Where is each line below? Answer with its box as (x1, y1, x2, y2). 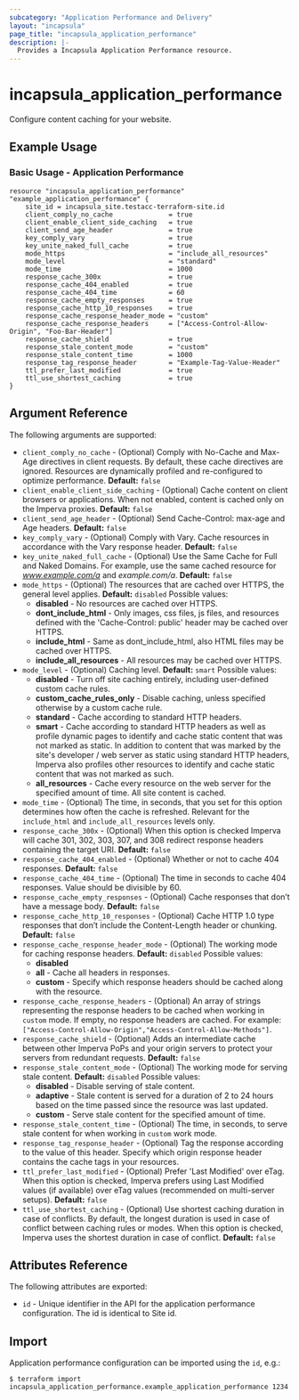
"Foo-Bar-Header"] (44, 327, 114, 336)
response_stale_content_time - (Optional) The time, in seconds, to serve (21, 1119, 287, 1129)
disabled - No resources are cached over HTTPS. (35, 598, 218, 608)
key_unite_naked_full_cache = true (25, 241, 193, 250)
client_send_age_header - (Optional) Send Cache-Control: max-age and (21, 513, 286, 524)
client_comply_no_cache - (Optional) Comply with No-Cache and (21, 446, 259, 457)
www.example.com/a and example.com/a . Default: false (21, 569, 233, 580)
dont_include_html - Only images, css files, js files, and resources (35, 607, 279, 618)
